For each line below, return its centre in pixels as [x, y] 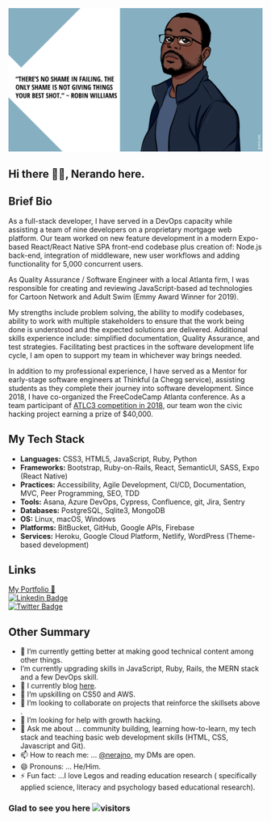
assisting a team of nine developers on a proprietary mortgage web [120, 229]
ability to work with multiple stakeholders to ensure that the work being [126, 321]
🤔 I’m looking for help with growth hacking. [91, 720]
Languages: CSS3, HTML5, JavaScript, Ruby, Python [108, 459]
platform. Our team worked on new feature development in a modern [123, 238]
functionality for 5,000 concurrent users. [76, 263]
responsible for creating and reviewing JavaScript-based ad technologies [130, 288]
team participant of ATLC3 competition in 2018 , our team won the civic [125, 405]
